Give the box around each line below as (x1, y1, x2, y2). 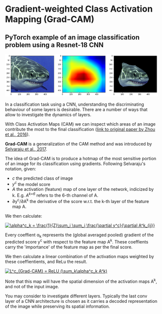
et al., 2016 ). (5, 131, 30, 137)
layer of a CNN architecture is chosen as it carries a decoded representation (5, 298, 158, 304)
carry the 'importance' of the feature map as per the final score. (5, 244, 133, 250)
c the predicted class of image (12, 175, 73, 181)
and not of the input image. (5, 283, 59, 289)
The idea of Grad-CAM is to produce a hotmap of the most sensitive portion (5, 155, 157, 161)
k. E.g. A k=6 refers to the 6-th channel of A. (12, 191, 98, 198)
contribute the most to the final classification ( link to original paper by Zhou (5, 126, 155, 132)
